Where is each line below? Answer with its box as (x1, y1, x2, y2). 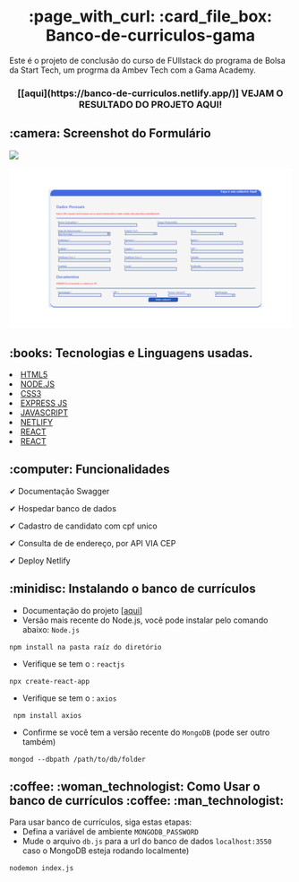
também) (21, 736, 56, 747)
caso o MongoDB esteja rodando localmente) (21, 845, 190, 856)
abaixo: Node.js (21, 624, 81, 634)
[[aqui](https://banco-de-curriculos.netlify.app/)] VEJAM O (17, 87, 284, 100)
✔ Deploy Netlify (9, 555, 71, 566)
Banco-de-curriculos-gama (45, 25, 256, 46)
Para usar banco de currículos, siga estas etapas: (9, 817, 192, 827)
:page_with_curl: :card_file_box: (28, 6, 273, 27)
